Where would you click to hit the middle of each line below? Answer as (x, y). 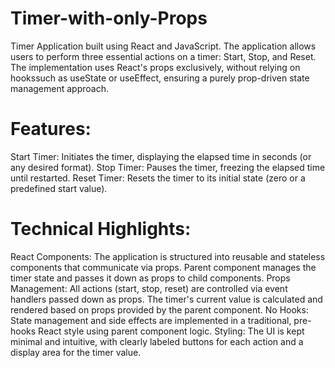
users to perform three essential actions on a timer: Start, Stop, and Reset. (163, 56)
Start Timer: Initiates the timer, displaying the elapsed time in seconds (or (161, 156)
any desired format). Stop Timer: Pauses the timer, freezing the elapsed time (168, 167)
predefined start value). (59, 188)
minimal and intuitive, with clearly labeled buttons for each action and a (157, 341)
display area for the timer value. (76, 352)
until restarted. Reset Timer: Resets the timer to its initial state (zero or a (158, 178)
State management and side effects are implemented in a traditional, (151, 320)
